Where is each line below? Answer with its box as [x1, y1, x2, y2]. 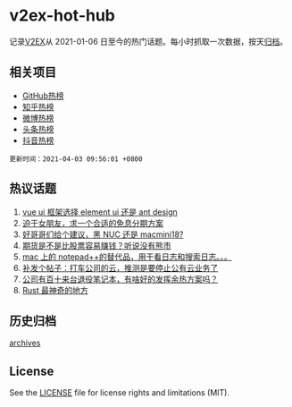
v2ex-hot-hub [9, 5, 116, 26]
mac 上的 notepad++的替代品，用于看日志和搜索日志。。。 [21, 251, 232, 262]
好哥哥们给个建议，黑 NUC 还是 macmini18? [21, 229, 184, 240]
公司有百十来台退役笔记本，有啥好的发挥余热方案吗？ [21, 274, 219, 284]
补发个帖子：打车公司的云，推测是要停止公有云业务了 [21, 262, 219, 273]
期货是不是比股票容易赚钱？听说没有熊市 [21, 240, 171, 250]
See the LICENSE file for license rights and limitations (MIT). [9, 387, 230, 398]
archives [9, 337, 41, 349]
